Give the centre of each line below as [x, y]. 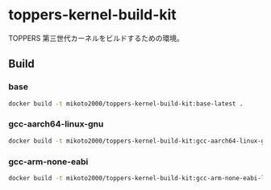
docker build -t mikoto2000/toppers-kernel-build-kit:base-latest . [126, 103]
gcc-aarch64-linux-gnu [56, 124]
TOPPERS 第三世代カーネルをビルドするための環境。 [96, 38]
